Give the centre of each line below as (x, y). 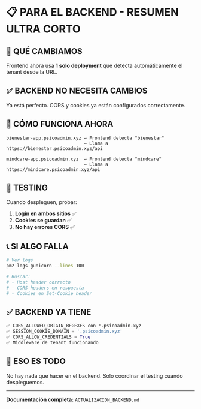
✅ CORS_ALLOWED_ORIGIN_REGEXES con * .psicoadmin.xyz (74, 326)
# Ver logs (20, 260)
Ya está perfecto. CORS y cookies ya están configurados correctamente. (96, 105)
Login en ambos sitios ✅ (45, 213)
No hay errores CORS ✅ (45, 227)
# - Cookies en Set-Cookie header (49, 293)
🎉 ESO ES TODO (36, 361)
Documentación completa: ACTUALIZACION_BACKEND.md (73, 399)
